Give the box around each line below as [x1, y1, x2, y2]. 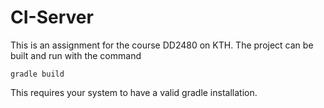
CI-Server [10, 6, 94, 29]
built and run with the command [10, 49, 142, 61]
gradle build [10, 69, 65, 79]
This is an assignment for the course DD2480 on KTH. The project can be [10, 39, 314, 51]
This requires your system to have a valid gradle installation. [10, 86, 258, 98]
